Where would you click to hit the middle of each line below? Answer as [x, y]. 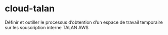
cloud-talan [30, 9]
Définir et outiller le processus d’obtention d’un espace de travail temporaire [84, 22]
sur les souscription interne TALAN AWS [47, 27]
